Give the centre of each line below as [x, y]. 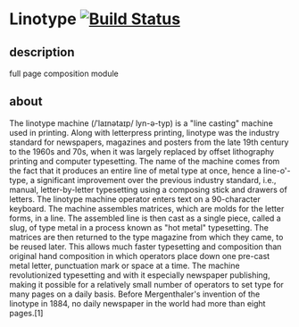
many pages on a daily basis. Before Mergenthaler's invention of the [135, 294]
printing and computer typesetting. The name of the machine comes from [145, 161]
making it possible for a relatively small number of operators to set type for [146, 284]
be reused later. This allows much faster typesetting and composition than [145, 247]
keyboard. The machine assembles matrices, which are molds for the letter [147, 208]
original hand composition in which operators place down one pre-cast [140, 256]
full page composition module [64, 73]
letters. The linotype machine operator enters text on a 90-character [135, 199]
